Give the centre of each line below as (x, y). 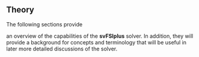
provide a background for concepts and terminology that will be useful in (96, 42)
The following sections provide (44, 24)
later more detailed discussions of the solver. (62, 49)
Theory (20, 10)
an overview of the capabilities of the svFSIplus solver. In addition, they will (100, 36)
